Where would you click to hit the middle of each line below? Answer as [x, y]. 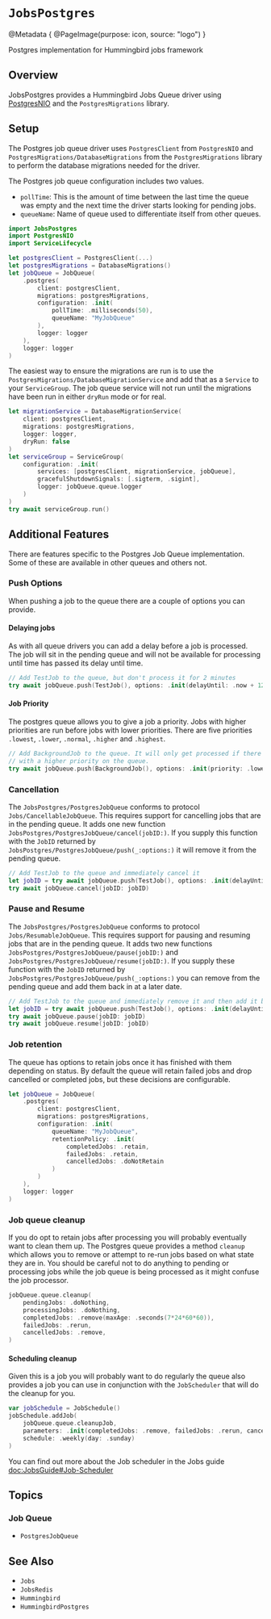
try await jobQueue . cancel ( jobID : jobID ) [79, 888]
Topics [26, 1495]
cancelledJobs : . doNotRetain [115, 1162]
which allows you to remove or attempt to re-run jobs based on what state [131, 1255]
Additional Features [59, 535]
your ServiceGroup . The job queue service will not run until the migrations [130, 388]
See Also [31, 1561]
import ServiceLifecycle [50, 244]
